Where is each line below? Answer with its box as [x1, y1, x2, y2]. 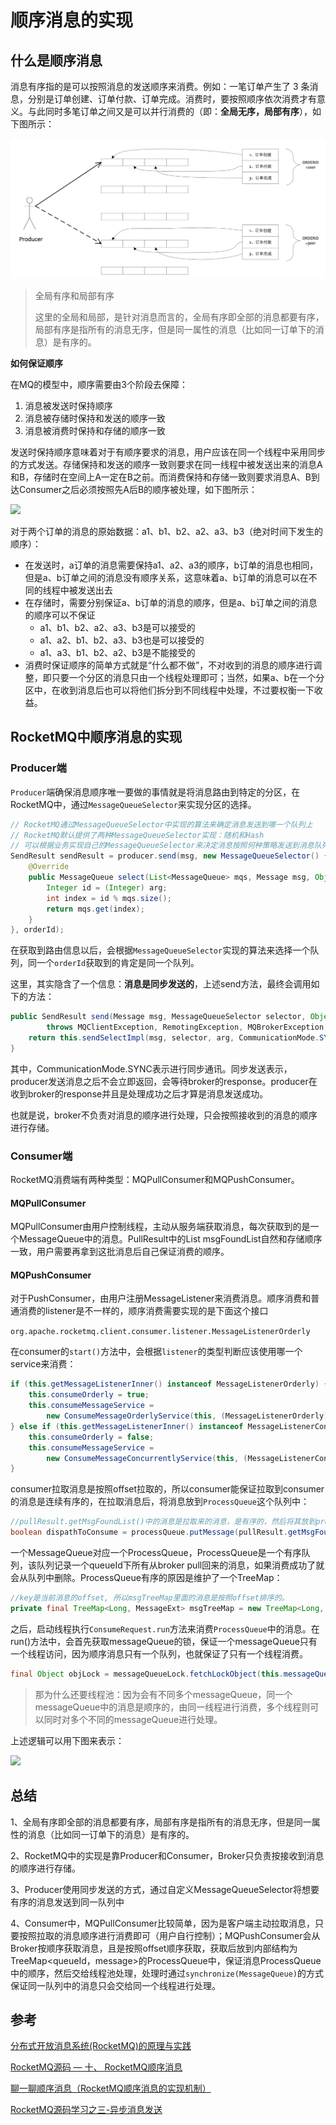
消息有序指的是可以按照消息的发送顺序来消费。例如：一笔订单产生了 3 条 [10, 81, 310, 92]
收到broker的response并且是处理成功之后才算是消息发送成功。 [10, 1087, 269, 1100]
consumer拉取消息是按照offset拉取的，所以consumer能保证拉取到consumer [10, 1483, 325, 1495]
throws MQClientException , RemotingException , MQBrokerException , [46, 1022, 329, 1033]
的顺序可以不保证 [24, 609, 96, 621]
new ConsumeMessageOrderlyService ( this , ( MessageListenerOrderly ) [46, 1411, 329, 1421]
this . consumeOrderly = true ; [28, 1390, 150, 1400]
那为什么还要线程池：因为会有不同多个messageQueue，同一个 [34, 1688, 293, 1700]
